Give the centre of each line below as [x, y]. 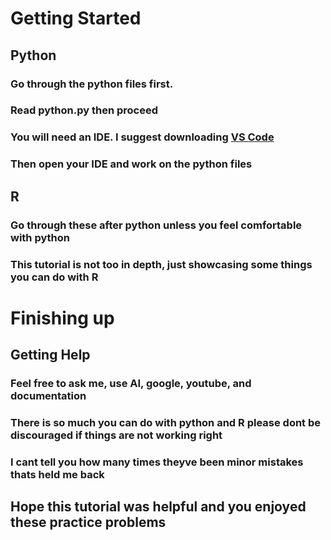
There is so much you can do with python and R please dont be [166, 422]
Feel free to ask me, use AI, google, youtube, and [131, 383]
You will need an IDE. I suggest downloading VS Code [142, 137]
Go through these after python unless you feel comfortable [156, 225]
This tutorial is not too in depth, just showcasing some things [161, 264]
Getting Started [76, 18]
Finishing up [62, 318]
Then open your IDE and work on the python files [131, 164]
